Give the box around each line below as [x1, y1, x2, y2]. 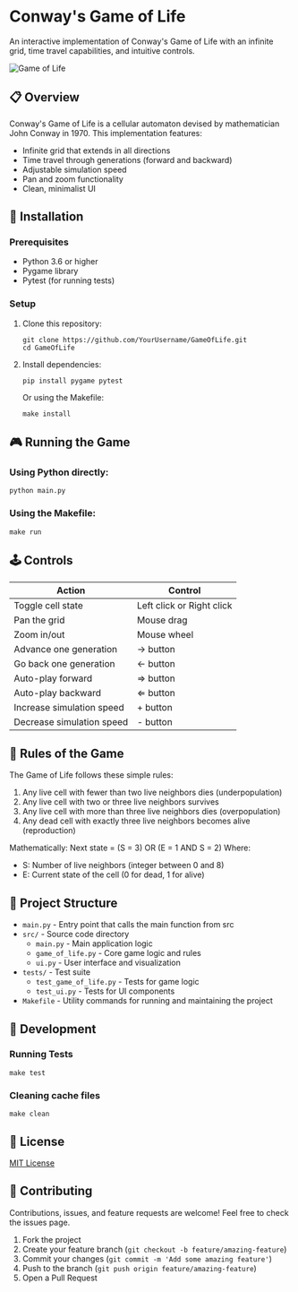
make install [21, 409, 72, 418]
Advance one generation [13, 642, 118, 655]
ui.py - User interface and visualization [35, 957, 182, 969]
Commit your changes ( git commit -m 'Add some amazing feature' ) [21, 1253, 273, 1264]
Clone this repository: [21, 318, 102, 329]
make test [9, 1068, 47, 1077]
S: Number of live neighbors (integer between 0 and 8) [21, 860, 225, 871]
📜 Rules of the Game [9, 745, 124, 761]
